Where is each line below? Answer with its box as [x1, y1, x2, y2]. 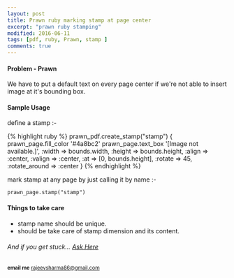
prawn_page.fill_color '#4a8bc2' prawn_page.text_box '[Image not [7, 140, 199, 148]
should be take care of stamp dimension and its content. [17, 226, 180, 235]
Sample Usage [7, 103, 50, 112]
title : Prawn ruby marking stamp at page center [7, 17, 152, 24]
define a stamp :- [7, 119, 57, 127]
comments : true [7, 43, 52, 50]
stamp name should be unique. [17, 219, 107, 228]
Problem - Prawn [7, 64, 57, 73]
